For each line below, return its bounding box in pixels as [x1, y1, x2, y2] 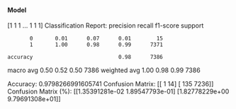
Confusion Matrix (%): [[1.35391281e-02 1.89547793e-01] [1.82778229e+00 [7, 87, 230, 96]
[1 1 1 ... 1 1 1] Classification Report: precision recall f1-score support [7, 21, 204, 30]
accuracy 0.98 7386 [7, 54, 163, 61]
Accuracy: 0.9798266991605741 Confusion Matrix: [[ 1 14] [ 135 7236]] [7, 80, 214, 88]
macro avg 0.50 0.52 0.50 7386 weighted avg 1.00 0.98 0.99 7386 [7, 66, 201, 74]
